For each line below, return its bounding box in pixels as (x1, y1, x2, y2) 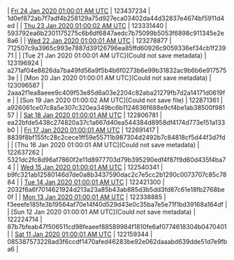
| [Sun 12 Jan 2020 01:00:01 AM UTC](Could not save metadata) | (7, 207, 196, 216)
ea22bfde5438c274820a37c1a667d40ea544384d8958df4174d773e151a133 (7, 118, 226, 126)
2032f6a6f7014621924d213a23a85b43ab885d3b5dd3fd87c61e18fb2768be (7, 186, 225, 193)
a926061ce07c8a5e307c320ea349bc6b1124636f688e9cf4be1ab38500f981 (7, 104, 226, 111)
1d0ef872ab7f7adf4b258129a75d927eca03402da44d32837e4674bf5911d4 (7, 14, 225, 22)
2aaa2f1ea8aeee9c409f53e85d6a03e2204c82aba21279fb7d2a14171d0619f (7, 88, 226, 97)
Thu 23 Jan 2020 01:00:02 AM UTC (23, 22, 127, 29)
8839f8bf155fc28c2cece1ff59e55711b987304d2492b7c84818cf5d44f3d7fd (7, 133, 226, 142)
